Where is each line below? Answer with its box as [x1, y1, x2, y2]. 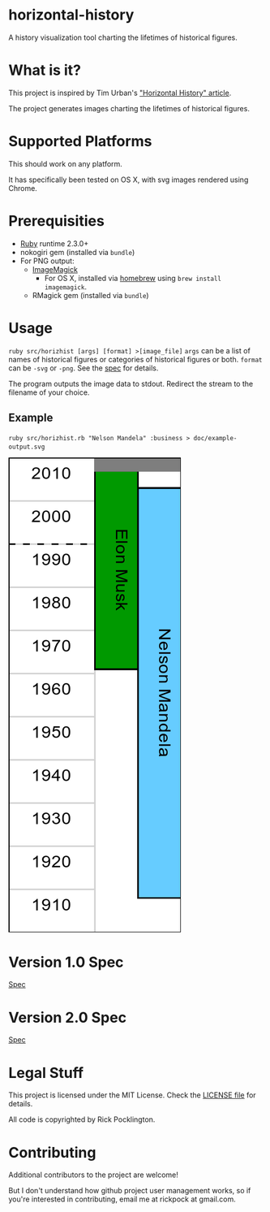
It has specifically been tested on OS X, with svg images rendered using [8, 175, 249, 184]
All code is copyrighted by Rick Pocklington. [8, 1115, 156, 1124]
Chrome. [8, 183, 38, 193]
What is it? [8, 61, 82, 80]
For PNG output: [19, 256, 75, 266]
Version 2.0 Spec [8, 1008, 127, 1027]
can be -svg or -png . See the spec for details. [8, 363, 159, 373]
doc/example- [193, 434, 238, 442]
